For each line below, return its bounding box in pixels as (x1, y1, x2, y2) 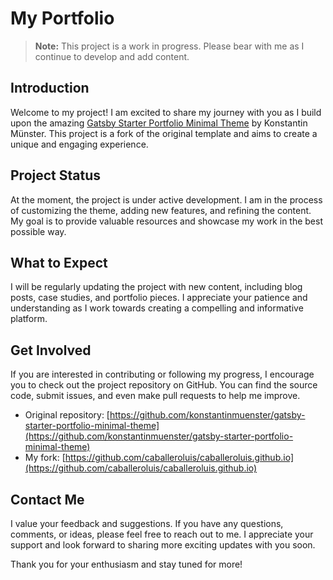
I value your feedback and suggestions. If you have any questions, (10, 518, 284, 529)
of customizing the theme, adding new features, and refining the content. (10, 204, 312, 216)
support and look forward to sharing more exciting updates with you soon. (10, 539, 316, 551)
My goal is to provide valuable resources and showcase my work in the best (10, 215, 324, 227)
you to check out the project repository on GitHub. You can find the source (10, 379, 318, 391)
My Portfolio (10, 7, 115, 30)
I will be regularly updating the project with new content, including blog (10, 281, 303, 293)
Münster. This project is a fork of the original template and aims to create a (10, 127, 318, 139)
